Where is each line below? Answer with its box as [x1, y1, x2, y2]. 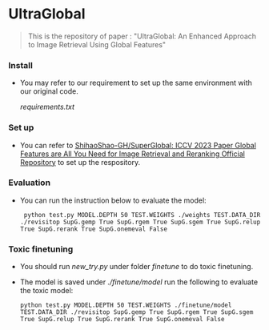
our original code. [19, 87, 78, 96]
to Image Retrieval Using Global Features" [27, 39, 167, 49]
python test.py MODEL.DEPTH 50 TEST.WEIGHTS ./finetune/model [19, 301, 232, 309]
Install [8, 59, 34, 70]
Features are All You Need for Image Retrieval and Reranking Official [19, 149, 246, 159]
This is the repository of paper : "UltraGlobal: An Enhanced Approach [27, 31, 257, 41]
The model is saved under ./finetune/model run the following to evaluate [19, 277, 259, 287]
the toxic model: [19, 286, 74, 296]
